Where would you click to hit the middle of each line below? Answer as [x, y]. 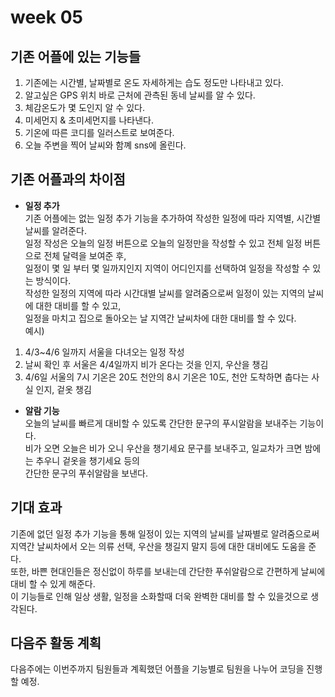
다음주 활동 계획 [56, 643]
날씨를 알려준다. [55, 230]
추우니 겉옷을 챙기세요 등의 [87, 460]
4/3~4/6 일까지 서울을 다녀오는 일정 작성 [104, 352]
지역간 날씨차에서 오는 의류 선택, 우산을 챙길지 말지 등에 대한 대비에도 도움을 [158, 546]
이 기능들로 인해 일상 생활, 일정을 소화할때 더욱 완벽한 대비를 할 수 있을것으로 [159, 596]
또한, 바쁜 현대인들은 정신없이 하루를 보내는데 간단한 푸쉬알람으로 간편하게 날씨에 [168, 571]
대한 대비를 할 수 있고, [78, 305]
